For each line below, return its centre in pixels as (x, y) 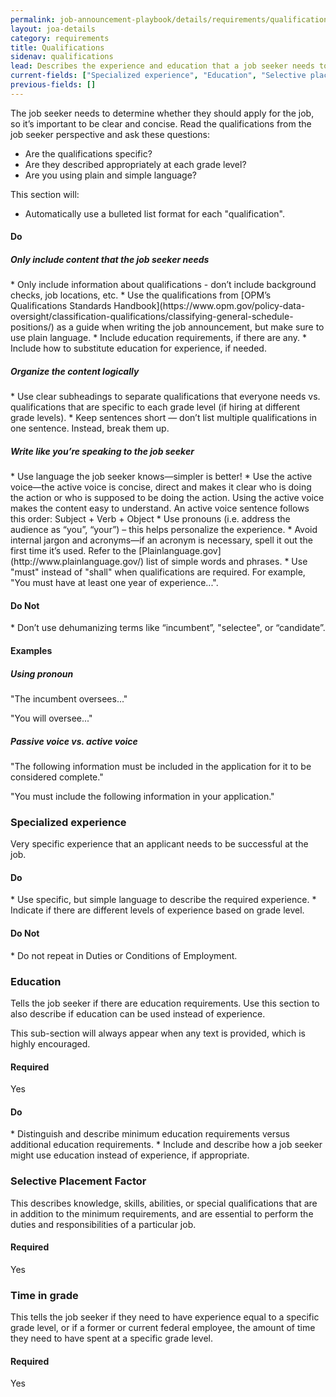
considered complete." (57, 777)
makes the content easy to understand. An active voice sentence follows (160, 508)
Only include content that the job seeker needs (110, 259)
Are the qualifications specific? (88, 153)
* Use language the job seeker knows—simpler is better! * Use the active (161, 477)
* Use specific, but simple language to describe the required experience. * (163, 900)
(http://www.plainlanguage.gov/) (77, 562)
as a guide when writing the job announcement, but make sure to (190, 327)
